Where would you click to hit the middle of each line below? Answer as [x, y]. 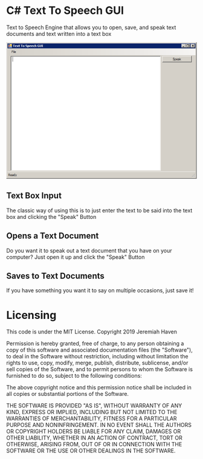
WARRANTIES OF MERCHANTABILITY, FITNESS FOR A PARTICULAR [92, 418]
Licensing [31, 315]
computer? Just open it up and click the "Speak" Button [76, 257]
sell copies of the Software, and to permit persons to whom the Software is [100, 369]
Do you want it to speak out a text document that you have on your [89, 250]
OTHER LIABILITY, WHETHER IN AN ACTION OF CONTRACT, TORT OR [94, 438]
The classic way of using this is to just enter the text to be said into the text [99, 210]
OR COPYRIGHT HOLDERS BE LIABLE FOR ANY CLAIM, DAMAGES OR [94, 432]
